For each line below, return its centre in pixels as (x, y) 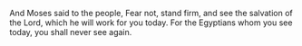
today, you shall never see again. (71, 32)
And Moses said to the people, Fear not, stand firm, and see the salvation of (151, 13)
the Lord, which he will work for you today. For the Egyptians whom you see (151, 23)
